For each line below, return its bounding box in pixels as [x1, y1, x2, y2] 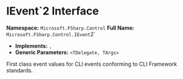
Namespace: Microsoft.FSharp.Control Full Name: [6, 24, 135, 31]
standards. [6, 66, 33, 74]
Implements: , [15, 42, 52, 49]
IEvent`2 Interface [6, 4, 99, 18]
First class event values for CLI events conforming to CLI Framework [6, 60, 178, 68]
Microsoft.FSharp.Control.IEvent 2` [6, 30, 96, 37]
